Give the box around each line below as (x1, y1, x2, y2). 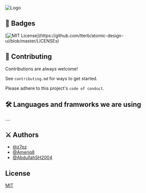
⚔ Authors (5, 130, 39, 139)
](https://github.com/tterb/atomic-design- (37, 33, 124, 39)
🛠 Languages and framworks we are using (5, 100, 141, 109)
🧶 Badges (5, 19, 36, 28)
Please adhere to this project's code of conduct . (5, 85, 104, 91)
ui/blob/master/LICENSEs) (5, 38, 59, 44)
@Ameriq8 (12, 149, 35, 155)
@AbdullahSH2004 (12, 154, 53, 160)
